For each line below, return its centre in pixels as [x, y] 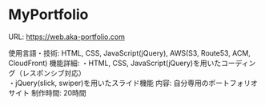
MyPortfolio [48, 15]
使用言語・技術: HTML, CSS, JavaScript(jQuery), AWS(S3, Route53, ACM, [129, 52]
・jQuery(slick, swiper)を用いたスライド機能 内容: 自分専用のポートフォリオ [133, 83]
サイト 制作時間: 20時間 [47, 92]
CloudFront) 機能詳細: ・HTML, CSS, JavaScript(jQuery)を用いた [115, 63]
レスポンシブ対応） [54, 72]
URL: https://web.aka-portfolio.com [67, 37]
